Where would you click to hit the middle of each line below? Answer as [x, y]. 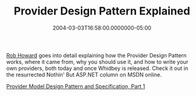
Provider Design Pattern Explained [102, 11]
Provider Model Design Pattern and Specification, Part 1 [76, 86]
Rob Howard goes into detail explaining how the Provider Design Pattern [96, 55]
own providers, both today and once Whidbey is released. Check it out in [97, 68]
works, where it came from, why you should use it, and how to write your [97, 62]
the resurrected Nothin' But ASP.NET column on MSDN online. [84, 74]
